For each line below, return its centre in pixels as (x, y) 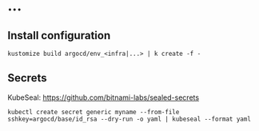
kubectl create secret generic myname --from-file (94, 112)
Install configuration (59, 36)
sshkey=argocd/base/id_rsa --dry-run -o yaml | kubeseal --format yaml (129, 119)
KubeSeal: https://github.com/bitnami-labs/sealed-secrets (104, 97)
